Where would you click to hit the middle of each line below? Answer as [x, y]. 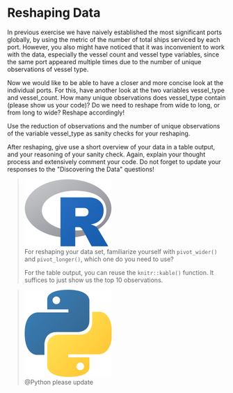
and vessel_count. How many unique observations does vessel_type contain [116, 97]
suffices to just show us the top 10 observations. [94, 280]
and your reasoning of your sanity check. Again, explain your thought [106, 154]
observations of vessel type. [48, 69]
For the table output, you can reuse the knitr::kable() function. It [119, 272]
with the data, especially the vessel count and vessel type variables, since [113, 54]
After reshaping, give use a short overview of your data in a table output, [111, 147]
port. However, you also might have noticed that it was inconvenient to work [116, 47]
